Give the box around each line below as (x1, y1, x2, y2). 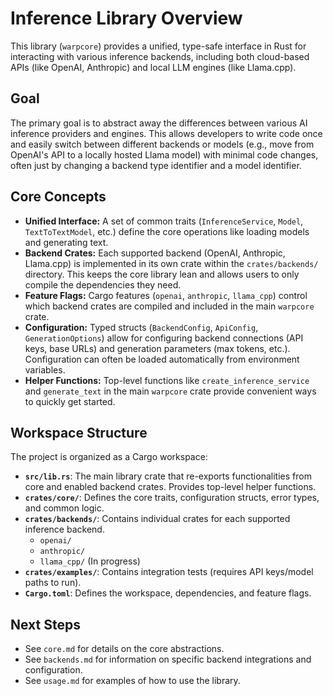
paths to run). (24, 577, 82, 589)
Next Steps (10, 616, 81, 633)
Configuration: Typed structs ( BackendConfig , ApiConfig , (24, 321, 259, 333)
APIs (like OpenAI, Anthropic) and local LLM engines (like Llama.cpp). (10, 61, 297, 73)
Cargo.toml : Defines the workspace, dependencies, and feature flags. (24, 587, 312, 599)
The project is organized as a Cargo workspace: (10, 451, 208, 463)
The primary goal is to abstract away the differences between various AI (10, 117, 308, 129)
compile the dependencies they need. (24, 278, 182, 291)
